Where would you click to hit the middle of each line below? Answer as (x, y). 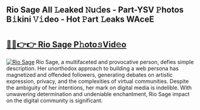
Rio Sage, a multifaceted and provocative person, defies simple (115, 62)
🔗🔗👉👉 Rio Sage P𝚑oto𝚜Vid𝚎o (66, 44)
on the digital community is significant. (55, 100)
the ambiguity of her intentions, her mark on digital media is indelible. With (99, 88)
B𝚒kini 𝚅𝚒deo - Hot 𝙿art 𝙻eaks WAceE (80, 20)
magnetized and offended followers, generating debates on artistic (90, 75)
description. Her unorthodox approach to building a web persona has (92, 68)
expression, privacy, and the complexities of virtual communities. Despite (98, 81)
